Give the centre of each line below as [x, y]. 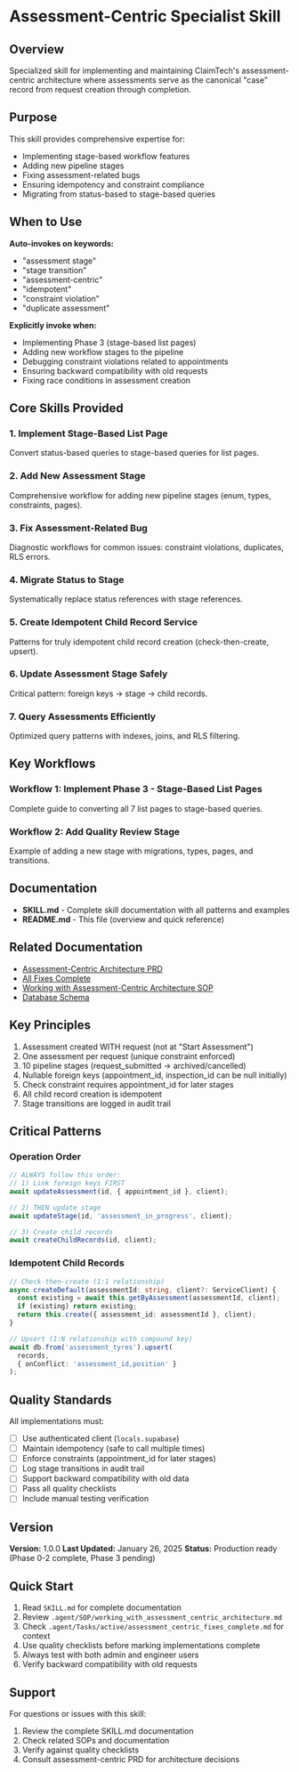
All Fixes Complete [57, 978]
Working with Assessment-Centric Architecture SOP [117, 987]
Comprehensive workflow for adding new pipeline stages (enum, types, [140, 495]
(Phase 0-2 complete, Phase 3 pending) [82, 1558]
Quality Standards [61, 1400]
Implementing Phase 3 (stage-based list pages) [109, 342]
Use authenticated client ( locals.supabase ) [101, 1438]
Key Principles [50, 1025]
